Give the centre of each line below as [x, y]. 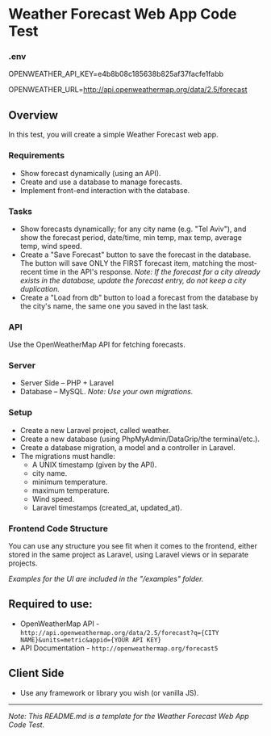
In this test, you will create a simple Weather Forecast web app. [114, 135]
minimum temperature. [70, 482]
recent [31, 271]
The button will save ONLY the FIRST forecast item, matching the [128, 263]
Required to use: [50, 604]
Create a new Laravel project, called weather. [95, 430]
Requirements [37, 156]
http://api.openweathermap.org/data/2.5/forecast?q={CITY [119, 633]
